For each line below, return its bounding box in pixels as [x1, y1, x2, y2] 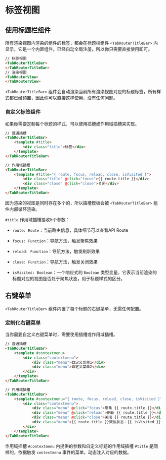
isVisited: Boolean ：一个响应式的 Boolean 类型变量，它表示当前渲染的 [12, 269, 157, 275]
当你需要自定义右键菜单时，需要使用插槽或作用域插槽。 [5, 331, 118, 337]
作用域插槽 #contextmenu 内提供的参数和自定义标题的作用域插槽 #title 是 [5, 443, 154, 449]
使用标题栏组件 [5, 26, 51, 34]
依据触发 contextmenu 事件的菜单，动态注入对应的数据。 [18, 449, 132, 455]
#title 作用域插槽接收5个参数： [5, 216, 70, 222]
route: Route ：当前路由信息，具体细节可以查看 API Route [12, 227, 128, 233]
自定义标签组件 [5, 109, 41, 116]
